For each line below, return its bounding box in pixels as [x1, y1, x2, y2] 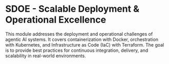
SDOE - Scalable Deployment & [5, 3, 140, 15]
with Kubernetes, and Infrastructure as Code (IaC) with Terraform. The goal [5, 41, 164, 48]
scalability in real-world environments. [5, 52, 86, 59]
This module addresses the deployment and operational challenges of [5, 31, 153, 37]
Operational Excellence [5, 14, 107, 26]
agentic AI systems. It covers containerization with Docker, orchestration [5, 36, 159, 42]
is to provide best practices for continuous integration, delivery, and [5, 47, 149, 53]
